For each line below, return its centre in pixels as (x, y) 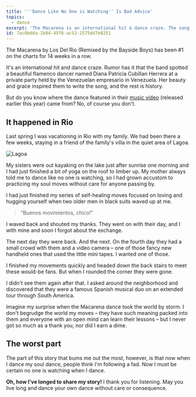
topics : (16, 17)
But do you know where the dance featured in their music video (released (94, 98)
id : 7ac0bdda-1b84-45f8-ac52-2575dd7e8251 (59, 33)
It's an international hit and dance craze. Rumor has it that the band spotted (97, 67)
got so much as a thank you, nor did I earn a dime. (66, 325)
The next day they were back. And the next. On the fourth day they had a (94, 241)
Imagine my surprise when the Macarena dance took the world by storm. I (95, 307)
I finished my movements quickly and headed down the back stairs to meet (97, 265)
